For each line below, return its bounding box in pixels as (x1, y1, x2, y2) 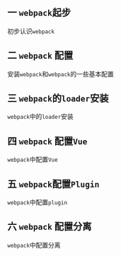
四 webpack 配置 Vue (7, 135, 88, 147)
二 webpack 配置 (7, 50, 74, 62)
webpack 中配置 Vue (7, 155, 58, 164)
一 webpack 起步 (7, 6, 71, 19)
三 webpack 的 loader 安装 (7, 93, 109, 105)
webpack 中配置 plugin (7, 198, 68, 206)
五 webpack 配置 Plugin (7, 178, 100, 190)
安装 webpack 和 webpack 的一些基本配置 (7, 69, 115, 78)
